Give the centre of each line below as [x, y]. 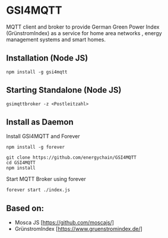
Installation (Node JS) [47, 58]
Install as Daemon [40, 122]
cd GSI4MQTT [21, 163]
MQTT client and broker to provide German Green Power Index [83, 27]
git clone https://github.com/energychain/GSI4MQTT [71, 158]
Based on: [25, 208]
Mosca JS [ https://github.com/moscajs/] [64, 223]
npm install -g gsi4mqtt [37, 72]
